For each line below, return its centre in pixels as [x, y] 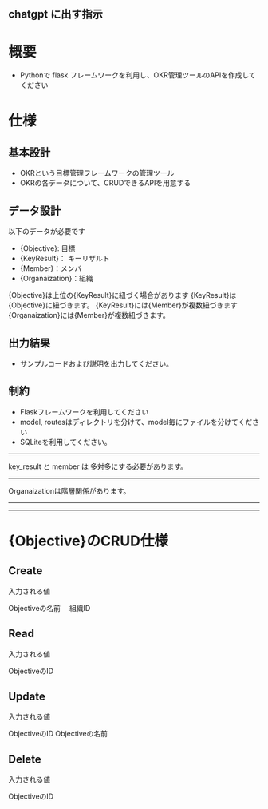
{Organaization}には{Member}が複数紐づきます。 [89, 315]
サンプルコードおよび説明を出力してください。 [97, 363]
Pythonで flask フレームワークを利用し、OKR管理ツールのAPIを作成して [138, 75]
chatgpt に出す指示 [56, 14]
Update [27, 696]
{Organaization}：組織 [56, 279]
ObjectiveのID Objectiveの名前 [58, 734]
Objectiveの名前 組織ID [49, 608]
